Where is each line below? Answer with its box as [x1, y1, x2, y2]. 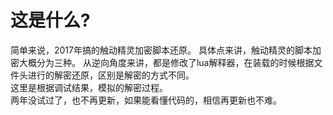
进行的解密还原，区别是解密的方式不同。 [27, 69, 195, 81]
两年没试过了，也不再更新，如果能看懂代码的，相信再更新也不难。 [10, 94, 282, 106]
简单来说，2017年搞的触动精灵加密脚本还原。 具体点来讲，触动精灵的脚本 [10, 44, 313, 56]
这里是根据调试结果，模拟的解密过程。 [10, 81, 168, 93]
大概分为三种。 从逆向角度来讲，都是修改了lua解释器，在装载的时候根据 [18, 56, 315, 68]
